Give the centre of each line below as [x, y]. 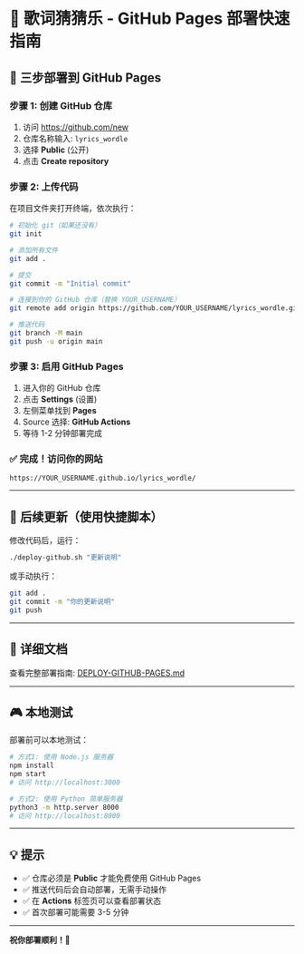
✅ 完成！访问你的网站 [56, 459]
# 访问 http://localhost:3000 [65, 782]
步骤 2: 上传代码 [44, 187]
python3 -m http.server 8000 [64, 807]
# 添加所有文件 [34, 250]
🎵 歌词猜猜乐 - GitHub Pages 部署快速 [150, 19]
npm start [28, 774]
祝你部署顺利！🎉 [40, 940]
